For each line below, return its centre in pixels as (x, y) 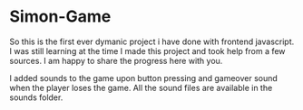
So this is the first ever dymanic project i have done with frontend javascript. (152, 41)
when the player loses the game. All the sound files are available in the (141, 87)
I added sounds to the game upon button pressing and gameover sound (144, 78)
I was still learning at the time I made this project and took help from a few (147, 50)
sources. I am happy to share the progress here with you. (116, 60)
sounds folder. (36, 97)
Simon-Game (60, 17)
